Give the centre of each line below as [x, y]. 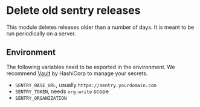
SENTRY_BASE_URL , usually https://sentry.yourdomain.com [86, 85]
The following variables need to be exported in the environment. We [91, 67]
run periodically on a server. [41, 33]
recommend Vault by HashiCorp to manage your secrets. [77, 73]
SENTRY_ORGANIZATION [41, 98]
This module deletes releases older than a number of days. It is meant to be [100, 27]
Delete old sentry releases [73, 11]
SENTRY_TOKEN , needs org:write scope [62, 91]
